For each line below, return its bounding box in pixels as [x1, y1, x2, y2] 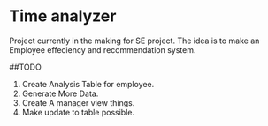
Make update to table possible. [21, 107, 135, 117]
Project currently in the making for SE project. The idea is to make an [9, 35, 260, 46]
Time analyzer [9, 6, 117, 26]
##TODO [9, 62, 42, 72]
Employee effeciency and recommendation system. [9, 44, 196, 55]
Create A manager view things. [21, 97, 135, 107]
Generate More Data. [21, 88, 99, 99]
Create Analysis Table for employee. [21, 78, 155, 89]
